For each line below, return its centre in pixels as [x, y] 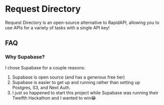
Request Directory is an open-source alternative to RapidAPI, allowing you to [82, 22]
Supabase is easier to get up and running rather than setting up [76, 82]
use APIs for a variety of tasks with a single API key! [58, 27]
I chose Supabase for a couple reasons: [45, 67]
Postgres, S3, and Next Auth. [41, 87]
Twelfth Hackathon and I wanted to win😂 [54, 98]
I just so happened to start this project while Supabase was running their [85, 93]
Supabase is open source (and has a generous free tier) [69, 77]
